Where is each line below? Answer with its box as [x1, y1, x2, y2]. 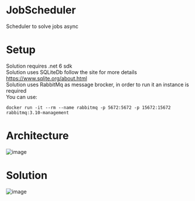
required [6, 87, 27, 94]
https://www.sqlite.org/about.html [6, 75, 88, 82]
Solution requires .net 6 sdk [6, 62, 72, 69]
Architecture [6, 129, 69, 143]
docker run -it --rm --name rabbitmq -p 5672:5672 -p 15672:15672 [6, 104, 171, 111]
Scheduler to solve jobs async [6, 23, 79, 30]
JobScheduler [6, 3, 76, 17]
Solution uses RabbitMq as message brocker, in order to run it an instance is [6, 81, 189, 88]
